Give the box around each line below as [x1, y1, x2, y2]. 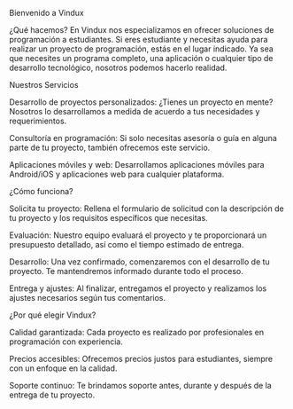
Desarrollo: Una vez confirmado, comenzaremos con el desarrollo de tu [9, 256, 270, 267]
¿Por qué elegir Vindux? [9, 310, 96, 320]
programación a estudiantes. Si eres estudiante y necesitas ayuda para [9, 35, 268, 44]
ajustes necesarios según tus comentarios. [9, 293, 166, 303]
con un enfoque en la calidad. [9, 363, 118, 374]
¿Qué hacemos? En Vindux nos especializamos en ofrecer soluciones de [9, 25, 274, 35]
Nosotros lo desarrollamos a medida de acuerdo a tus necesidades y [9, 106, 260, 116]
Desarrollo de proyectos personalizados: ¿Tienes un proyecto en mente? [9, 97, 274, 107]
